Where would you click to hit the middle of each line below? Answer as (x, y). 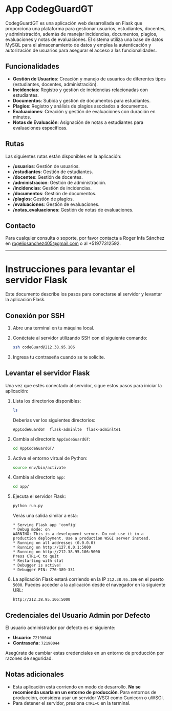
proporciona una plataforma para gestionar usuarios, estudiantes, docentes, (86, 28)
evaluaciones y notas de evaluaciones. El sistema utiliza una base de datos (84, 39)
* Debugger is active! (37, 566)
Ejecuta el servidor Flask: (39, 496)
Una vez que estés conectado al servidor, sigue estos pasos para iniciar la (84, 385)
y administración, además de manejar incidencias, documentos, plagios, (81, 34)
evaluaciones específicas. (40, 128)
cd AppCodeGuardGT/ (34, 448)
